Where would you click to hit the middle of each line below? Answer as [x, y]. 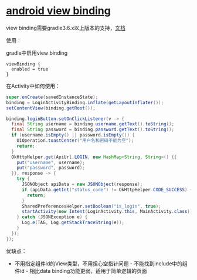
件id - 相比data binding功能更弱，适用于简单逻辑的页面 [81, 271]
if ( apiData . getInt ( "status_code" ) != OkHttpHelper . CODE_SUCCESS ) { [107, 189]
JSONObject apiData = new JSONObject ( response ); [82, 184]
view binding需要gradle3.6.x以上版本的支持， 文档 [66, 28]
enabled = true [30, 69]
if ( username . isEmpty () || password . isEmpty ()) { [73, 135]
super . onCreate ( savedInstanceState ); [52, 97]
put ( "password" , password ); [51, 168]
